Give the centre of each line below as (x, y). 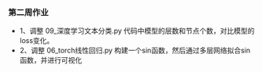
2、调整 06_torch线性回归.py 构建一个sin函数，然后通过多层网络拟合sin (135, 50)
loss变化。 (37, 41)
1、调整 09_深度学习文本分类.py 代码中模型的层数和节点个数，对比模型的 (137, 31)
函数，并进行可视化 (51, 60)
